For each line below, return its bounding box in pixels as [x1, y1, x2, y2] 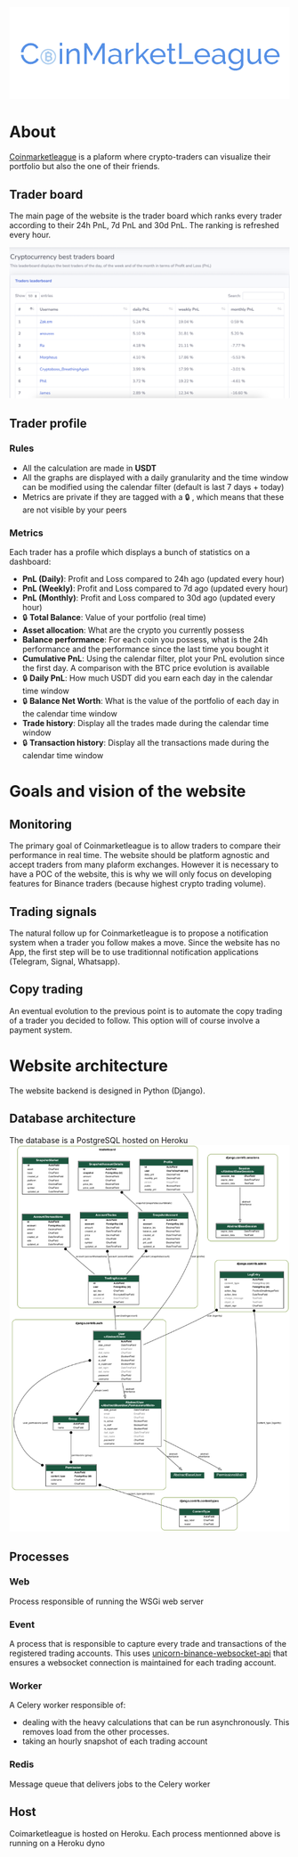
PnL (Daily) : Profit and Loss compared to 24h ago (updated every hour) [21, 574, 285, 585]
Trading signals [9, 904, 97, 920]
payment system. [9, 1024, 73, 1035]
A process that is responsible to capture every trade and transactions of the [9, 1639, 287, 1649]
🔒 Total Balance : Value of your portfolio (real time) [21, 612, 206, 623]
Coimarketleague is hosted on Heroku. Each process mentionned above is [9, 1828, 281, 1838]
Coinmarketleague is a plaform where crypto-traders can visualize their [9, 151, 271, 162]
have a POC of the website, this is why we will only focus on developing [9, 869, 272, 879]
